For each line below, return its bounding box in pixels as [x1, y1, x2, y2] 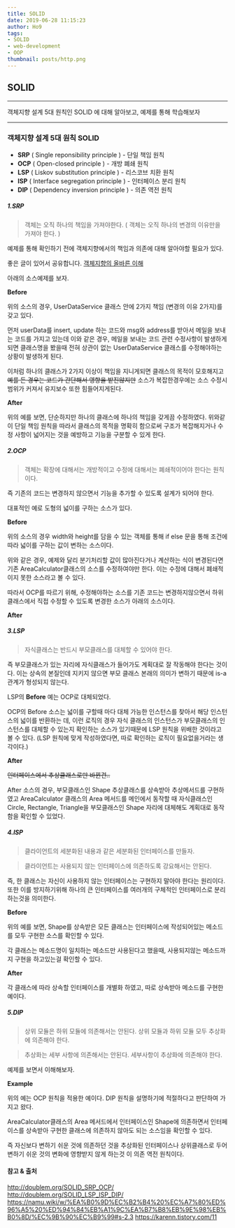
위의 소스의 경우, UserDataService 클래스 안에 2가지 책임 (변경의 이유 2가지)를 [7, 302, 222, 310]
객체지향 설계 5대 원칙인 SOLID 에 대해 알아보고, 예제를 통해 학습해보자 [7, 108, 201, 116]
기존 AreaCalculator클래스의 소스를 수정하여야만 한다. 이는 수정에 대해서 [7, 564, 205, 573]
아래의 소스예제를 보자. [7, 273, 69, 282]
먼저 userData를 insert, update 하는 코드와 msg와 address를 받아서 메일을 [7, 326, 213, 334]
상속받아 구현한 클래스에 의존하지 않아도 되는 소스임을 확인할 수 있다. [25, 1126, 213, 1134]
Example [7, 1079, 34, 1087]
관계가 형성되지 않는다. [7, 678, 69, 686]
